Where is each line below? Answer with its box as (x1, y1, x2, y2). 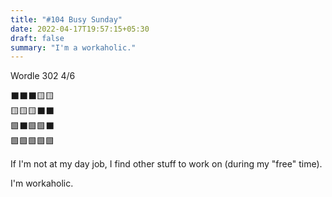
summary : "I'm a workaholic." (10, 42, 137, 53)
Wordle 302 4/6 (10, 70, 76, 82)
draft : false (10, 33, 65, 43)
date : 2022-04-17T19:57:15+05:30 (10, 24, 150, 34)
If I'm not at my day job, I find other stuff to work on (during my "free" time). (10, 158, 323, 170)
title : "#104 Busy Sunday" (10, 14, 123, 25)
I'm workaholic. (10, 177, 74, 190)
